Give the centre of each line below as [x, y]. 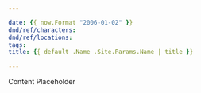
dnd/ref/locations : [41, 37]
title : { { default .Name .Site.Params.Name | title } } [101, 52]
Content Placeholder [42, 82]
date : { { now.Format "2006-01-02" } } [71, 22]
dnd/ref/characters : [43, 30]
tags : [17, 45]
